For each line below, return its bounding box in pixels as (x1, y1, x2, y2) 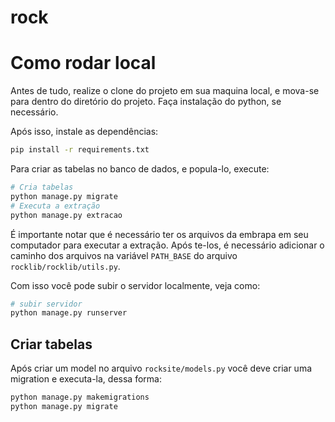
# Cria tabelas (10, 182, 74, 192)
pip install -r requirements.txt (10, 145, 150, 155)
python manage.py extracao (10, 210, 123, 220)
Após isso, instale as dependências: (10, 126, 159, 138)
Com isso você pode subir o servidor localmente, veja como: (10, 279, 261, 291)
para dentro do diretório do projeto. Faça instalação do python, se (10, 96, 282, 108)
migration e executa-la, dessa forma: (10, 373, 162, 385)
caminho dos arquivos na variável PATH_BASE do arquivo (10, 249, 238, 261)
